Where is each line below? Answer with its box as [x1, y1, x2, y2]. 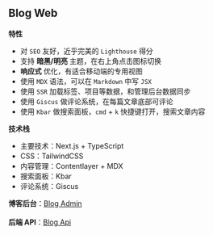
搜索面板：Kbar [19, 171, 73, 181]
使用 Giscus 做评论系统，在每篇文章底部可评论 [19, 96, 173, 106]
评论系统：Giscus [19, 181, 79, 191]
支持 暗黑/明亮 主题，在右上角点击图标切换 [19, 56, 162, 65]
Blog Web [8, 6, 58, 20]
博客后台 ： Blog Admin [8, 198, 82, 208]
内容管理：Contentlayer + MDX [19, 161, 123, 170]
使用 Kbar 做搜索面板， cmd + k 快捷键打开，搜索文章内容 [19, 107, 206, 116]
